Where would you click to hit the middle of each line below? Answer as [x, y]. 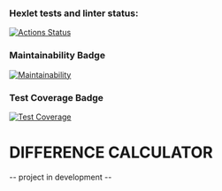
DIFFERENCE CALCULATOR [111, 153]
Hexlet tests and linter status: [74, 13]
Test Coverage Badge [57, 97]
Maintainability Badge [57, 56]
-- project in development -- [61, 177]
